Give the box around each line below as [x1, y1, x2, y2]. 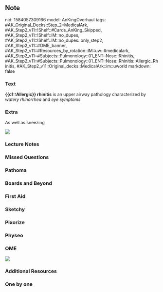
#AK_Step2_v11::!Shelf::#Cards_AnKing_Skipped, [5, 27, 102, 33]
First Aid [5, 193, 26, 200]
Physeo [5, 232, 23, 239]
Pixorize [5, 219, 25, 226]
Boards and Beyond [5, 180, 53, 187]
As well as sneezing [5, 120, 45, 126]
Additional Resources [5, 268, 57, 275]
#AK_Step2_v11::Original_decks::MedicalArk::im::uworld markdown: [17, 63, 151, 69]
